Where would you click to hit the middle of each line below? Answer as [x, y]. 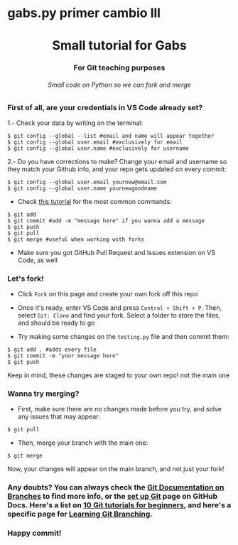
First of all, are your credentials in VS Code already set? [105, 107]
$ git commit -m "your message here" [63, 356]
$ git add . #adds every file [52, 350]
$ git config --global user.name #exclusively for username [98, 148]
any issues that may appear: [59, 416]
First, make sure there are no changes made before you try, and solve [120, 409]
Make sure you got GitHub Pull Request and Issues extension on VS [116, 252]
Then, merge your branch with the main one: [83, 443]
